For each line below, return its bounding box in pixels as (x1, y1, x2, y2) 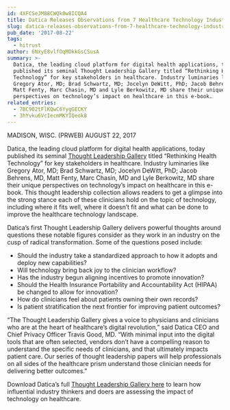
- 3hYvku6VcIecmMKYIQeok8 (13, 112, 88, 119)
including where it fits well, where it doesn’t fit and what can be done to (7, 203, 209, 211)
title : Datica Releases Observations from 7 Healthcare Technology (7, 16, 204, 23)
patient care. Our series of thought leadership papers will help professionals (7, 352, 222, 361)
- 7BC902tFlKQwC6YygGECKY (13, 106, 88, 113)
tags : (7, 36, 23, 43)
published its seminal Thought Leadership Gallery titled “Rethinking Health (7, 152, 217, 160)
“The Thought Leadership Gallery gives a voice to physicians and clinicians (7, 315, 219, 323)
